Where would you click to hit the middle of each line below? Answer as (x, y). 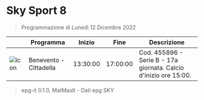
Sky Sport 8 (36, 11)
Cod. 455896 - (161, 52)
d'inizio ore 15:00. (165, 75)
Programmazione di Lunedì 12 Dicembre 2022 (78, 27)
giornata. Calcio (161, 67)
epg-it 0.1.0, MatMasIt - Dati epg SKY (67, 90)
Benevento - (46, 60)
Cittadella (42, 67)
